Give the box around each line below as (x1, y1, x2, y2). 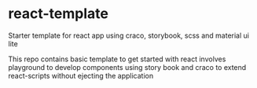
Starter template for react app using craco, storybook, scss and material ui (8, 31, 250, 40)
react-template (8, 5, 108, 23)
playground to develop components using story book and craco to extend (8, 62, 247, 71)
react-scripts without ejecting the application (8, 71, 154, 80)
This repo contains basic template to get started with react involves (8, 54, 226, 64)
